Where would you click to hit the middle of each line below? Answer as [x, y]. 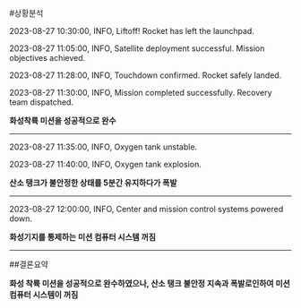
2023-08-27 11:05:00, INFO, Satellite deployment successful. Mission [137, 48]
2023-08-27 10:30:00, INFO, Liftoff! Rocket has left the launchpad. [132, 31]
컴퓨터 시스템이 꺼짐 [44, 295]
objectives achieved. [47, 58]
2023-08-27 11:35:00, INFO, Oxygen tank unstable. [103, 147]
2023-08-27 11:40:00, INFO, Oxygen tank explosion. [105, 164]
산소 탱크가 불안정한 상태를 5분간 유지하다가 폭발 [93, 183]
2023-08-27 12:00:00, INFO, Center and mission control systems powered [146, 209]
